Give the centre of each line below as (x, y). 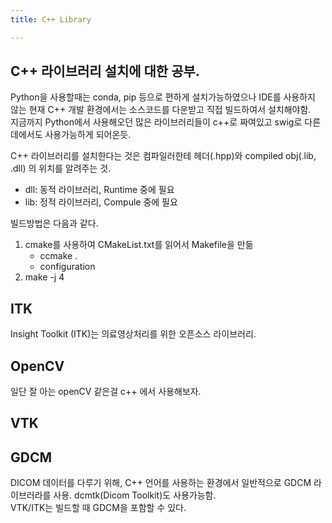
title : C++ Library (51, 19)
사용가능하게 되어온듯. (88, 135)
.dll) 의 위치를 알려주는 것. (61, 168)
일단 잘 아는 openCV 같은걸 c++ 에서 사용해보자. (106, 392)
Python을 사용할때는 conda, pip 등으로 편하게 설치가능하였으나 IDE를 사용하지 (163, 97)
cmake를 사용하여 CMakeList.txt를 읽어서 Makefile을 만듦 (139, 245)
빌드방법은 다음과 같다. (54, 223)
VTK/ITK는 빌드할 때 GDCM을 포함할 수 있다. (98, 508)
